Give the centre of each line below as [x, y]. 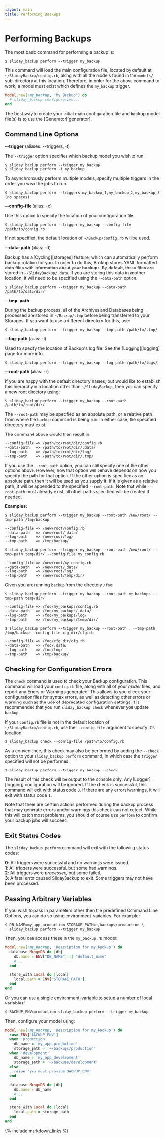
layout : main [18, 10]
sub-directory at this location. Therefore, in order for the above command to [82, 81]
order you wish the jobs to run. [36, 183]
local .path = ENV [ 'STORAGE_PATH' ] [49, 979]
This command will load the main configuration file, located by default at [78, 70]
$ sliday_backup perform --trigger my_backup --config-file [68, 225]
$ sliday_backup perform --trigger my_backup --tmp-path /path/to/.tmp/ [81, 330]
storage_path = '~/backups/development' [56, 1062]
